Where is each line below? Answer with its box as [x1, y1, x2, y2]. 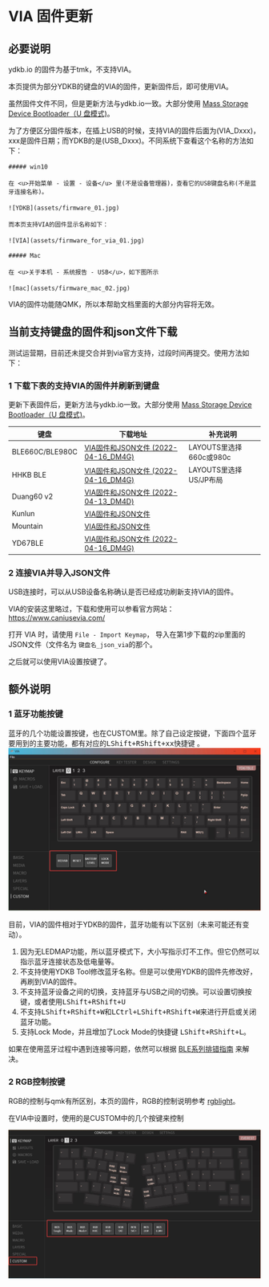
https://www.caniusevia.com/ [8, 613, 106, 622]
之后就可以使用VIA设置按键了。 [8, 656, 112, 666]
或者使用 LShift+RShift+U [34, 997, 126, 1007]
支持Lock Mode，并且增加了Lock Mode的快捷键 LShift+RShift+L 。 [19, 1027, 251, 1037]
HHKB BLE [11, 470, 46, 479]
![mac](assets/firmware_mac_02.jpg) [8, 284, 130, 292]
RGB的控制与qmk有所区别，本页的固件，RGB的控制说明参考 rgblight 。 [8, 1096, 240, 1106]
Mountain [11, 521, 43, 531]
